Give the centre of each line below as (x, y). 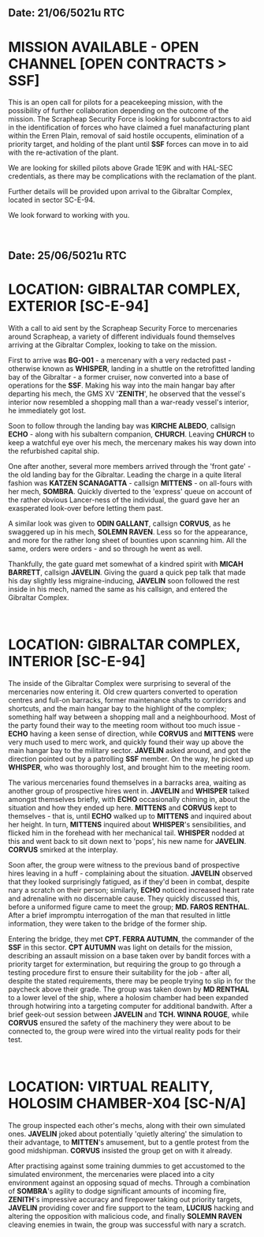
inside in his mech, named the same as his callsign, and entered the (118, 589)
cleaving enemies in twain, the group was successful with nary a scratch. (127, 1224)
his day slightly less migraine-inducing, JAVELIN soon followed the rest (124, 580)
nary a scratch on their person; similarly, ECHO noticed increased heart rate (131, 890)
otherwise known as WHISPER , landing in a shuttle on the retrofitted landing (132, 368)
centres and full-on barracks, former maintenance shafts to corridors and (127, 700)
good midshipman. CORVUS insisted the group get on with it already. (120, 1150)
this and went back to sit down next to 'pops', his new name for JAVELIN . (127, 841)
